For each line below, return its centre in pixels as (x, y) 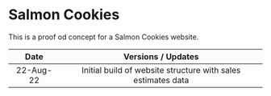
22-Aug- (34, 70)
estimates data (161, 80)
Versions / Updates (161, 56)
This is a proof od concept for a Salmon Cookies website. (104, 37)
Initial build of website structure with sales (161, 70)
